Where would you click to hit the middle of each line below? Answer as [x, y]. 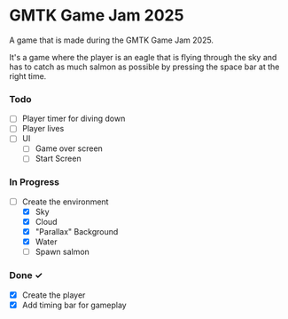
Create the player [54, 295]
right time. [28, 76]
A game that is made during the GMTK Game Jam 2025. [112, 40]
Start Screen [58, 159]
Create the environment [65, 202]
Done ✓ [26, 275]
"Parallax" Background [77, 232]
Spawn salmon [62, 252]
